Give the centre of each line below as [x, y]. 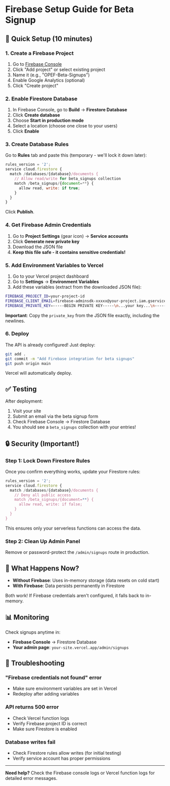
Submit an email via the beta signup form [55, 416]
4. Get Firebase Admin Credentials [48, 225]
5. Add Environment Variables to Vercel [54, 265]
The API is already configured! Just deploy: [50, 344]
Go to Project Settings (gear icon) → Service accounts [70, 236]
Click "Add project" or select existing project [59, 69]
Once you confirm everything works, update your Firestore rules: [73, 471]
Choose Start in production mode [48, 120]
